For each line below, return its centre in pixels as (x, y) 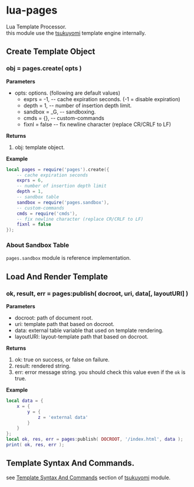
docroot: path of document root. (54, 318)
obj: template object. (40, 147)
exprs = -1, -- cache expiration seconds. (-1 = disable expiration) (102, 99)
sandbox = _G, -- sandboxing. (60, 112)
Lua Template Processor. (36, 27)
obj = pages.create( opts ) (44, 69)
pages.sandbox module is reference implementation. (69, 258)
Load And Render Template (57, 277)
